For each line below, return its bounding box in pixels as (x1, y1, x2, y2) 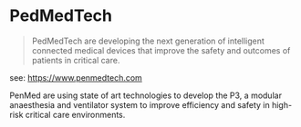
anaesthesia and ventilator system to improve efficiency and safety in (9, 99, 271, 110)
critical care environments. (25, 109, 126, 120)
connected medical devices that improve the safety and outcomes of (31, 44, 291, 55)
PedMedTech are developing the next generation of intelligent (31, 35, 265, 46)
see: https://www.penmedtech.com (9, 72, 143, 83)
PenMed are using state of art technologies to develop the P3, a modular (9, 90, 283, 101)
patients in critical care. (31, 54, 120, 65)
